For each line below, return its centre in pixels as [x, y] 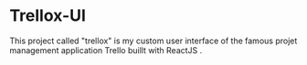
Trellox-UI [48, 16]
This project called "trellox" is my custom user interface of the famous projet [153, 41]
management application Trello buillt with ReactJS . [106, 50]
